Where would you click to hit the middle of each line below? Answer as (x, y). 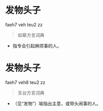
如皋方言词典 (31, 35)
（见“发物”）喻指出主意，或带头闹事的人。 (57, 103)
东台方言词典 (31, 93)
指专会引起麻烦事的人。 (37, 45)
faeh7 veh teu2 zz (24, 24)
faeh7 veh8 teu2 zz (25, 82)
